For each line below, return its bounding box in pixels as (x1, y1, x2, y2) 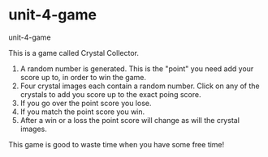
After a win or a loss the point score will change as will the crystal (19, 115, 240, 125)
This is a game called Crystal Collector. (8, 48, 140, 57)
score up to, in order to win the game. (19, 72, 146, 82)
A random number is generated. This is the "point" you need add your (19, 63, 254, 74)
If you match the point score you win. (19, 107, 145, 117)
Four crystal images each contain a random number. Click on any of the (19, 81, 260, 91)
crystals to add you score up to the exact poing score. (19, 89, 201, 99)
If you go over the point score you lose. (19, 98, 152, 108)
